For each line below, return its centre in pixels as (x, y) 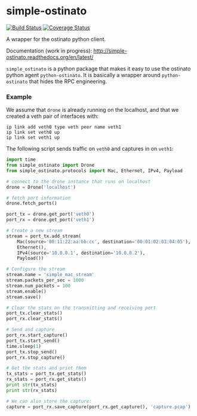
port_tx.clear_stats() (34, 313)
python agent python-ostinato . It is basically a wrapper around (84, 75)
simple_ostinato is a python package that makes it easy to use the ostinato (98, 68)
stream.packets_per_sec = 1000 (45, 280)
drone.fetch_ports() (32, 204)
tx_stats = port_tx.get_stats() (46, 374)
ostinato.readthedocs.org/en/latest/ (50, 57)
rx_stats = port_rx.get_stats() (46, 380)
